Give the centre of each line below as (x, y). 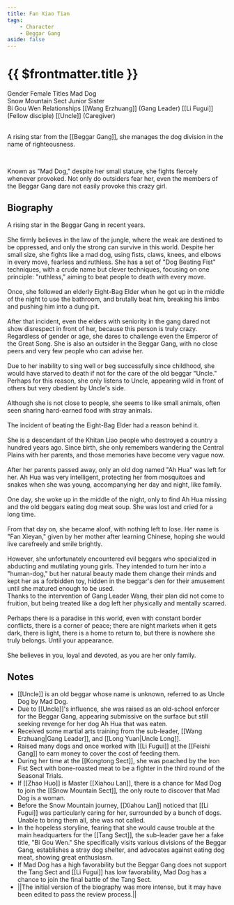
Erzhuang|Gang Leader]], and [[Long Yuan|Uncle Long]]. (99, 738)
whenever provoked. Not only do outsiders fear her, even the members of (112, 179)
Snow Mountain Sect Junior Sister (56, 101)
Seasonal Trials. (40, 775)
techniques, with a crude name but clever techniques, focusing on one (109, 269)
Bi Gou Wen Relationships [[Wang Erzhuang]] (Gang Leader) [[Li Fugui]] (110, 108)
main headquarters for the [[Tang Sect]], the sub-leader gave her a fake (120, 834)
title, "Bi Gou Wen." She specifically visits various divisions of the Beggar (122, 842)
